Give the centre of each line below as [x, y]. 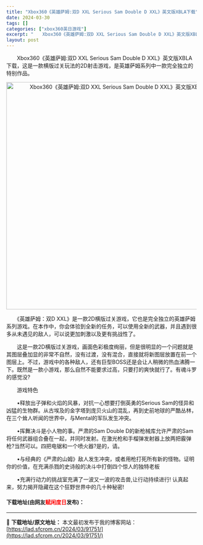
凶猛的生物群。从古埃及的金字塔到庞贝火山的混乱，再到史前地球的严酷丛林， [101, 410]
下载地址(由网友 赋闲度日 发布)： [45, 502]
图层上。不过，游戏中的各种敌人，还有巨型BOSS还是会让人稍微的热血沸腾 [98, 362]
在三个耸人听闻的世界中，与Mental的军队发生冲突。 [70, 418]
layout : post [23, 40]
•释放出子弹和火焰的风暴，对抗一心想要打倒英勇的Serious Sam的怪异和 [105, 403]
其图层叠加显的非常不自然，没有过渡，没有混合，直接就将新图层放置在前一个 [101, 354]
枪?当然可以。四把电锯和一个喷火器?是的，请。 [65, 446]
